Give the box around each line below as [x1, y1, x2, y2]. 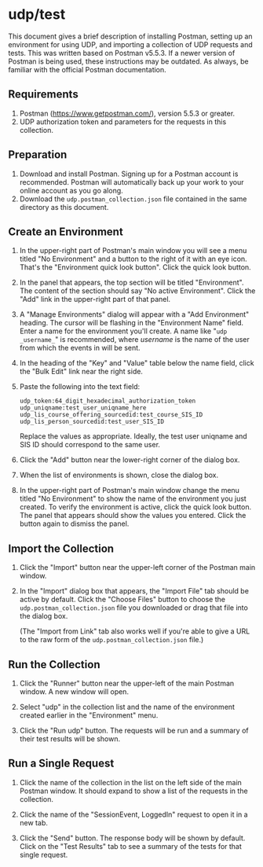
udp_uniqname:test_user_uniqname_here [19, 404, 147, 412]
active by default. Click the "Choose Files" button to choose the [19, 595, 226, 604]
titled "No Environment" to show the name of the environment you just [19, 494, 247, 504]
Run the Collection [8, 658, 100, 671]
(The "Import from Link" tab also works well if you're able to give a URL [19, 626, 250, 636]
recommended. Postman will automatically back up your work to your [19, 177, 244, 186]
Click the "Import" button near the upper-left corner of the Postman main [19, 563, 256, 572]
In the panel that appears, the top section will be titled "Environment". [19, 277, 245, 288]
